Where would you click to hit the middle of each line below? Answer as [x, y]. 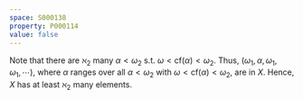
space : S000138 [38, 18]
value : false [34, 34]
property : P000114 [44, 26]
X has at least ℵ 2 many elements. [71, 85]
